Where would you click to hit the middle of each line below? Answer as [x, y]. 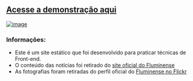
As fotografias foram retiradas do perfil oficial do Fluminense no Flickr [101, 71]
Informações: [26, 39]
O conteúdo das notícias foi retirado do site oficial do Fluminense [95, 66]
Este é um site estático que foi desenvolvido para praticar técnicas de [100, 52]
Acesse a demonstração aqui [61, 10]
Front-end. [28, 59]
